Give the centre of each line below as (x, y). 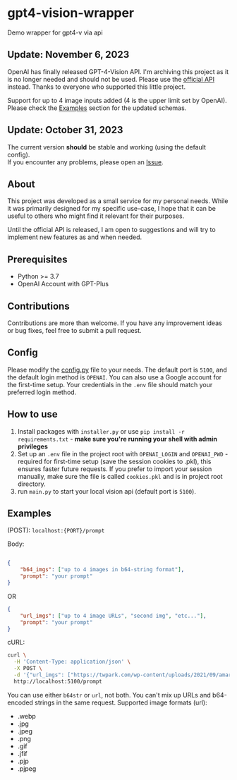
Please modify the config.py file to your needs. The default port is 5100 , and (117, 370)
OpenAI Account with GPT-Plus (63, 284)
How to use (32, 414)
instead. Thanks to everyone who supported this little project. (96, 87)
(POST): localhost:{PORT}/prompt (56, 530)
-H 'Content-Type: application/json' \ (72, 662)
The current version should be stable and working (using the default (107, 147)
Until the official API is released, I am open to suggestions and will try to (112, 230)
